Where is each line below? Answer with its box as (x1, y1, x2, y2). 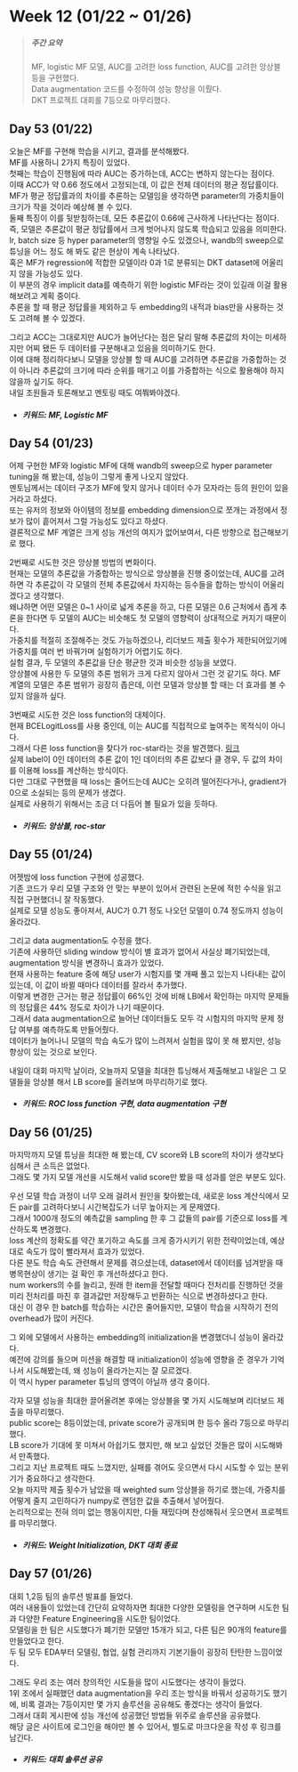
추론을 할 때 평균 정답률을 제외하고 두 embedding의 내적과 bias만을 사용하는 (9, 301, 275, 312)
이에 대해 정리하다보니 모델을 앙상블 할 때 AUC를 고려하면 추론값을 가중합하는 (9, 353, 278, 364)
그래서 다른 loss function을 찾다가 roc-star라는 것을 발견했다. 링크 (9, 743, 240, 754)
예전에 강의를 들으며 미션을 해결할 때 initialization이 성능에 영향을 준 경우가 (9, 1355, 269, 1365)
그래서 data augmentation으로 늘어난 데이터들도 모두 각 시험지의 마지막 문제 (9, 1013, 275, 1024)
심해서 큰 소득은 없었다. (9, 1161, 91, 1171)
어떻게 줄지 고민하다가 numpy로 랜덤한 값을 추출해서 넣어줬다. (9, 1495, 224, 1506)
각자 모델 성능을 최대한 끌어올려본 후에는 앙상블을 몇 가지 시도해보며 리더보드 (9, 1396, 276, 1406)
